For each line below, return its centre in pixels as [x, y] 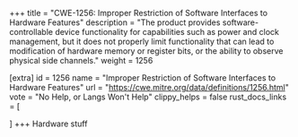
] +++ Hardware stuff [48, 124]
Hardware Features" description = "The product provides [115, 22]
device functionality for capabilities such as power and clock [167, 32]
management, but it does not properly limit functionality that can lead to [142, 41]
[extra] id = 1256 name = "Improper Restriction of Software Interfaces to [143, 78]
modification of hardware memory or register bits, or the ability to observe [146, 51]
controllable [31, 32]
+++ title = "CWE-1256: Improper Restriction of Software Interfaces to [138, 13]
